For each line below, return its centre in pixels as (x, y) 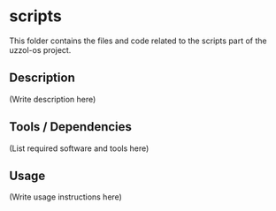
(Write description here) (53, 99)
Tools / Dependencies (71, 127)
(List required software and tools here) (79, 148)
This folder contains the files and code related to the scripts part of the (138, 41)
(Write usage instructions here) (65, 197)
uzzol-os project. (40, 49)
